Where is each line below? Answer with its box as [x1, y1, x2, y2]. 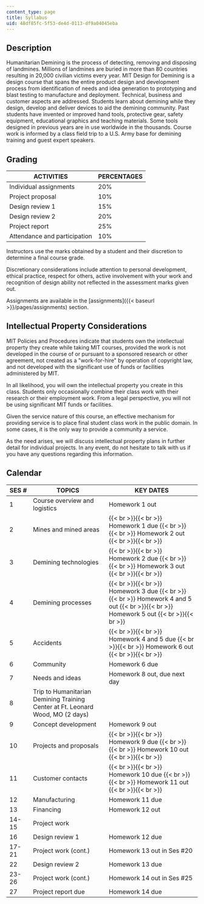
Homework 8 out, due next [108, 670, 185, 678]
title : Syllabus [6, 15, 47, 21]
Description [6, 43, 52, 53]
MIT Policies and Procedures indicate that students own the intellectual [6, 337, 184, 345]
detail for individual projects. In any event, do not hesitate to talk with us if [6, 444, 191, 451]
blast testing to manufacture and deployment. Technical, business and [6, 91, 182, 99]
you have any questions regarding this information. [6, 450, 134, 457]
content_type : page [6, 9, 56, 15]
